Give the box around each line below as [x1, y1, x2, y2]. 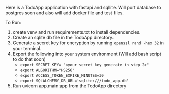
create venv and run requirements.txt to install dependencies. [12, 29, 141, 35]
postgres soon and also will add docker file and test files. [5, 10, 124, 16]
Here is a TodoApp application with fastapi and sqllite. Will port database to [5, 5, 161, 10]
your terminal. [12, 45, 42, 51]
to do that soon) [12, 56, 46, 62]
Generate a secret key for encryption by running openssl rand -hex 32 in [12, 40, 164, 46]
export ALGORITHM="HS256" [20, 68, 75, 73]
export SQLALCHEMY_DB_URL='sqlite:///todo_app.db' [20, 78, 129, 83]
